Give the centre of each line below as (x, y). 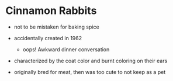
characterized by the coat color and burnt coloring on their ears (91, 61)
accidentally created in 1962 (48, 38)
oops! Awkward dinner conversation (66, 49)
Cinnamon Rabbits (51, 11)
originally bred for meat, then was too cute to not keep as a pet (90, 72)
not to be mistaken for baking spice (57, 27)
